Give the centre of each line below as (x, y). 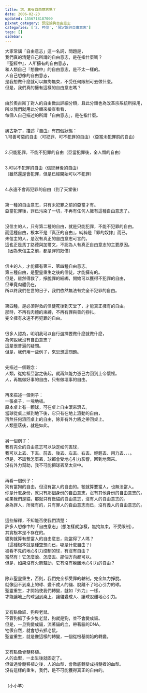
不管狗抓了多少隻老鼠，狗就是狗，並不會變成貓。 (54, 618)
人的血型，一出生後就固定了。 (35, 658)
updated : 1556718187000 (29, 18)
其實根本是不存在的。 (26, 532)
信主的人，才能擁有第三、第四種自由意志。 (47, 266)
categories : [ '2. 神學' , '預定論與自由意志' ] (48, 28)
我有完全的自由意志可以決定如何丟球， (43, 447)
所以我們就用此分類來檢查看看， (37, 109)
